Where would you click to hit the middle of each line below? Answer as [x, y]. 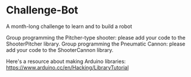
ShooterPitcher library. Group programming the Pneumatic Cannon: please [96, 44]
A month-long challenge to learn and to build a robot [69, 26]
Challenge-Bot [42, 10]
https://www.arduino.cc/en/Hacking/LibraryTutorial [67, 67]
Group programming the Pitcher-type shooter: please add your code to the [96, 37]
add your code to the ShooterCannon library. [60, 50]
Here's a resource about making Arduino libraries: [66, 61]
